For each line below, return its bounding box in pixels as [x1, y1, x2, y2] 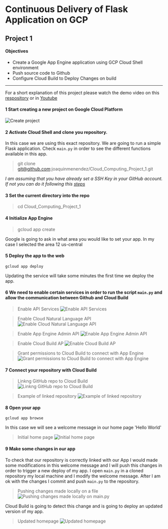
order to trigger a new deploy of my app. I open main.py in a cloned [5, 467, 143, 473]
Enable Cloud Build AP [17, 340, 64, 346]
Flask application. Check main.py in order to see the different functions [5, 145, 151, 151]
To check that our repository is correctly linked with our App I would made [5, 457, 158, 463]
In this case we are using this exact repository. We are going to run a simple [5, 140, 161, 146]
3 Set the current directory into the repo [5, 192, 90, 199]
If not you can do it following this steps [5, 181, 85, 187]
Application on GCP [5, 14, 88, 26]
